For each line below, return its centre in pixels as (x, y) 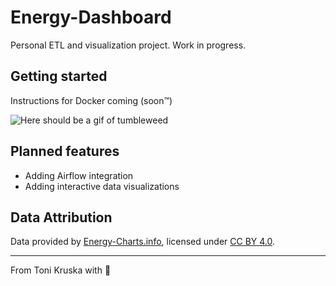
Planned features (65, 151)
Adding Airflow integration (79, 175)
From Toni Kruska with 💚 (61, 270)
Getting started (59, 76)
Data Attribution (61, 217)
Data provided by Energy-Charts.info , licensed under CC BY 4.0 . (143, 242)
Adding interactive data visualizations (102, 186)
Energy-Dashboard (91, 17)
